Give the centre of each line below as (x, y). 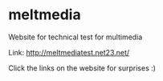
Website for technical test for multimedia (75, 37)
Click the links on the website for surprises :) (82, 68)
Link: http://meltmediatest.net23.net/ (69, 52)
